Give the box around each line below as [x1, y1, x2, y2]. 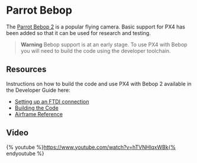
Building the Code [14, 104, 59, 111]
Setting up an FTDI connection [14, 98, 89, 105]
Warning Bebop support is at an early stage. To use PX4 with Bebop [20, 41, 188, 48]
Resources [6, 65, 47, 75]
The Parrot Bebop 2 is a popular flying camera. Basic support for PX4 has [6, 23, 185, 30]
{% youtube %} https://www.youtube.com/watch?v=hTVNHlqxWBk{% [6, 143, 176, 151]
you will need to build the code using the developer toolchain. [20, 47, 171, 54]
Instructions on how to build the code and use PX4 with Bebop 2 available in [6, 80, 192, 87]
